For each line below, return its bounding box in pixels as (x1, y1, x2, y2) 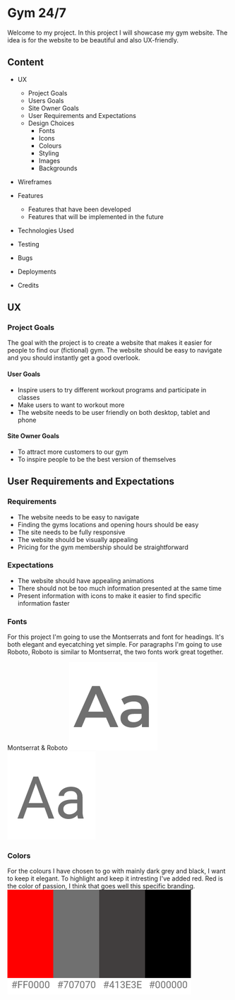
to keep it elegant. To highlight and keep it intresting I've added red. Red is (7, 874, 224, 883)
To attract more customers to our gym (17, 447, 128, 456)
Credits (17, 281, 40, 289)
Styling (38, 148, 59, 157)
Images (38, 156, 61, 165)
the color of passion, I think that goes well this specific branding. (7, 882, 195, 890)
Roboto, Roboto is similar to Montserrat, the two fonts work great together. (7, 648, 224, 657)
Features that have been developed (28, 205, 132, 213)
